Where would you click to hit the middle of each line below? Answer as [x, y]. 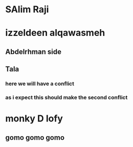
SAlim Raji [27, 9]
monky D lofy [34, 119]
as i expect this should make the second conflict [66, 97]
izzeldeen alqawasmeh [55, 33]
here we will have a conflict [40, 84]
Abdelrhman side [33, 51]
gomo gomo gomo [35, 138]
